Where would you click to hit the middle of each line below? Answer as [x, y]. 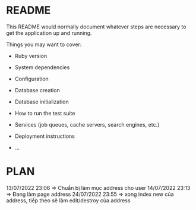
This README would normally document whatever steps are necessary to [96, 27]
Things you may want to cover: [44, 44]
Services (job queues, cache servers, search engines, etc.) [87, 124]
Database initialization [42, 102]
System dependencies [42, 67]
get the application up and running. [49, 33]
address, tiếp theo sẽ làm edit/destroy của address [68, 200]
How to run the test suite [45, 113]
